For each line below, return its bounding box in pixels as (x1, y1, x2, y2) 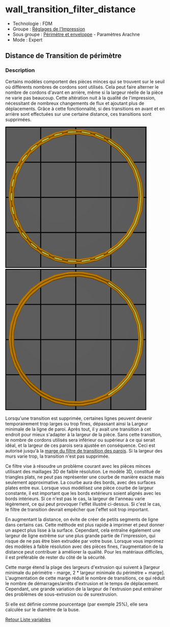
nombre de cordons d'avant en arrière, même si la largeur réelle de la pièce (5, 89, 163, 95)
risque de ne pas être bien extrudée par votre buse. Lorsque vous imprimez (5, 538, 164, 544)
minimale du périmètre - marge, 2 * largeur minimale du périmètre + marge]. (5, 569, 165, 575)
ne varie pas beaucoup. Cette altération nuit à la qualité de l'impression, (5, 94, 156, 101)
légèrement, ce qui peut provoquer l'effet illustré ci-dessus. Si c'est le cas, (5, 501, 161, 507)
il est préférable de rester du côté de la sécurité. (5, 554, 106, 560)
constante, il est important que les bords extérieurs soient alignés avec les (5, 490, 161, 496)
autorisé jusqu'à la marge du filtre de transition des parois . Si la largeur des (5, 447, 163, 454)
